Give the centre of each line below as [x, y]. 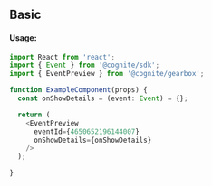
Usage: [24, 37]
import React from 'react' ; [63, 57]
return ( [34, 115]
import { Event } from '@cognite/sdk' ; [85, 65]
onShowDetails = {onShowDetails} [92, 140]
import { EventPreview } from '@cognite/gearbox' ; [107, 74]
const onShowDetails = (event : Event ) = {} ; [103, 98]
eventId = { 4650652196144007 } [87, 131]
